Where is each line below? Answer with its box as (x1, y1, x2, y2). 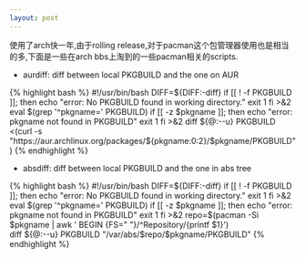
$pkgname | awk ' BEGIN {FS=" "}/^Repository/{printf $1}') (9, 219, 229, 230)
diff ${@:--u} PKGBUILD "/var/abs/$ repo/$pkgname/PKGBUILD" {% (9, 229, 266, 240)
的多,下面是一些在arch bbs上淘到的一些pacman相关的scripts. (9, 51, 239, 62)
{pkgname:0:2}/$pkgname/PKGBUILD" (150, 135, 296, 146)
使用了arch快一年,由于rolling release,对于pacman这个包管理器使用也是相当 (9, 39, 290, 50)
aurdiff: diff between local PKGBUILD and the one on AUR (22, 69, 239, 80)
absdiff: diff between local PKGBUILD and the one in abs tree (22, 162, 252, 173)
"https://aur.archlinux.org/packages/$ (9, 135, 152, 146)
